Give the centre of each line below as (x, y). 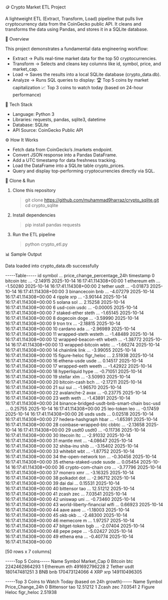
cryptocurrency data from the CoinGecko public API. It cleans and (73, 24)
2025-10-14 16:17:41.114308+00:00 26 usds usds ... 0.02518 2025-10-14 (79, 414)
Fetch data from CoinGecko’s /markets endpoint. (62, 150)
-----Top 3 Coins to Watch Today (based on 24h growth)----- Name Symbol (84, 581)
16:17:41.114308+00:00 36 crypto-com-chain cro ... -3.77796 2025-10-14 (86, 467)
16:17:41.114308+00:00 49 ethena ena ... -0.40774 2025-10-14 (69, 536)
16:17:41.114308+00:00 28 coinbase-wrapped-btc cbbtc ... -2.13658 (75, 425)
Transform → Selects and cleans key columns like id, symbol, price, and (87, 64)
